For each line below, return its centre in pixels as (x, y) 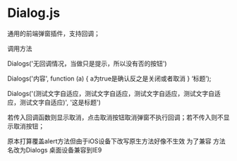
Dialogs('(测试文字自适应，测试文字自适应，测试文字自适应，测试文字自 (111, 93)
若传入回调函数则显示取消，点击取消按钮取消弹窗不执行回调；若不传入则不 (115, 117)
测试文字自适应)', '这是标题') (60, 102)
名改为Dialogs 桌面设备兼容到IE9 (55, 150)
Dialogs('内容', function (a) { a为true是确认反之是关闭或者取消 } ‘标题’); (109, 78)
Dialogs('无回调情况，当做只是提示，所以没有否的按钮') (87, 63)
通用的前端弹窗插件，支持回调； (54, 33)
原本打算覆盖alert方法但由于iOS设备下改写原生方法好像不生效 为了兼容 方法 (116, 141)
